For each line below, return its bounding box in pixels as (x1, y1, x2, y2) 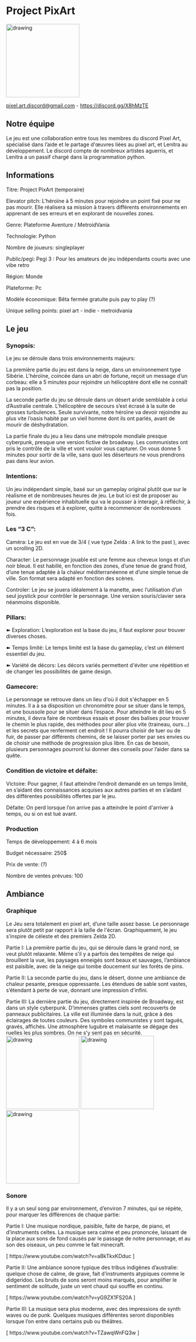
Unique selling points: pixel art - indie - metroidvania (6, 307, 133, 314)
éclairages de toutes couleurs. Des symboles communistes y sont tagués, (6, 1016, 184, 1023)
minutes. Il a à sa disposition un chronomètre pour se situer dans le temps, (6, 702, 186, 709)
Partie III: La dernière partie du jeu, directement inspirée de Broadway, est (6, 998, 184, 1005)
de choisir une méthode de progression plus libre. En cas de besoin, (6, 739, 170, 746)
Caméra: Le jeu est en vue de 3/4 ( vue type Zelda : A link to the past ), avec (6, 538, 190, 545)
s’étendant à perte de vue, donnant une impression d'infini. (6, 986, 148, 993)
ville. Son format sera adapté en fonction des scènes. (6, 574, 135, 582)
